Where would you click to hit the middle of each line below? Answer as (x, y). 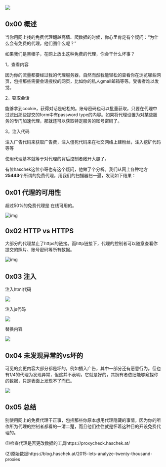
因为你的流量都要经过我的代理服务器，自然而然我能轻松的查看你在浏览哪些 (81, 75)
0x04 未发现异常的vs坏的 (44, 356)
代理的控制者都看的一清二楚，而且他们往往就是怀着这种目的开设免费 (87, 426)
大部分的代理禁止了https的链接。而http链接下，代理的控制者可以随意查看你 (82, 244)
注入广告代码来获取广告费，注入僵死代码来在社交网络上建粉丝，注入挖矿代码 (83, 142)
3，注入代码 (17, 131)
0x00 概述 (21, 24)
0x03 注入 (21, 276)
